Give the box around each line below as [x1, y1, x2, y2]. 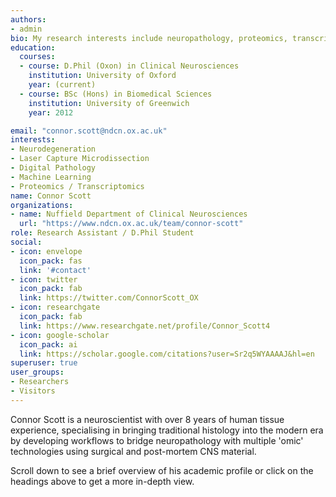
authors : [10, 14, 47, 25]
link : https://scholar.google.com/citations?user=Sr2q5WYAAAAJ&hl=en [19, 349, 315, 359]
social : [10, 237, 43, 247]
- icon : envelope [10, 246, 83, 256]
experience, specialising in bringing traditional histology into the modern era [10, 424, 324, 436]
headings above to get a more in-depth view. [10, 475, 195, 487]
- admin [10, 24, 43, 34]
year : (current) [28, 80, 97, 90]
